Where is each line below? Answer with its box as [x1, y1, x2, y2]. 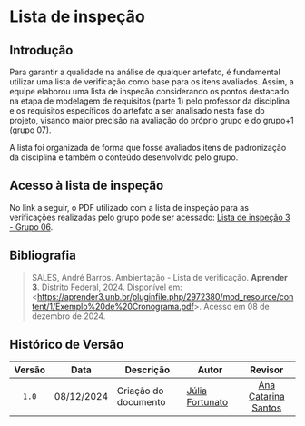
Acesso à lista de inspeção [9, 178, 164, 193]
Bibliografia [9, 248, 77, 263]
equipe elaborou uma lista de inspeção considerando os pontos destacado [9, 86, 290, 96]
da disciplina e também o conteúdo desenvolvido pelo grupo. [9, 152, 239, 163]
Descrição [124, 363, 171, 376]
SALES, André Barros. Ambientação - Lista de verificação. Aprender [31, 272, 289, 282]
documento [116, 396, 166, 409]
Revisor [249, 363, 284, 376]
